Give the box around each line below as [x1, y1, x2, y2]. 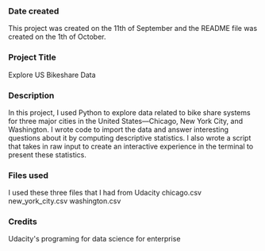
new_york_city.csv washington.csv [8, 196, 121, 206]
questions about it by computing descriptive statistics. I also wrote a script [8, 133, 252, 142]
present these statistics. [8, 149, 87, 160]
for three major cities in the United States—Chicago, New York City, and [8, 116, 244, 125]
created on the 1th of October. [8, 32, 106, 41]
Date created [8, 6, 60, 17]
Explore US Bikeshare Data [8, 70, 97, 79]
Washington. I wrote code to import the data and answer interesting [8, 125, 229, 134]
